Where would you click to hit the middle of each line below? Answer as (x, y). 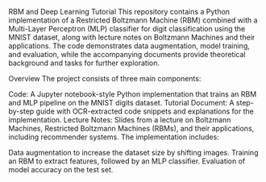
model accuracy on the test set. (61, 170)
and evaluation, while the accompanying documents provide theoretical (127, 54)
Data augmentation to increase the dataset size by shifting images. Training (133, 153)
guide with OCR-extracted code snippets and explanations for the (145, 111)
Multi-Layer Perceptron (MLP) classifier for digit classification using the (127, 29)
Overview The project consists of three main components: (105, 79)
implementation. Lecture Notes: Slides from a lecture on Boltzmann (120, 120)
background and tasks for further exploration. (84, 63)
